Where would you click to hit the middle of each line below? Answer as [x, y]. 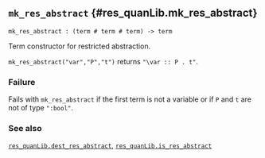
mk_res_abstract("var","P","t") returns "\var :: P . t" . [103, 61]
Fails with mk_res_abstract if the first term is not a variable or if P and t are [130, 99]
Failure [22, 82]
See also [25, 129]
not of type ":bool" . [41, 108]
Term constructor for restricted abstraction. [80, 46]
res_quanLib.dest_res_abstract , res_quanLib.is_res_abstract [110, 145]
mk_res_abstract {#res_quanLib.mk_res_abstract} [133, 13]
